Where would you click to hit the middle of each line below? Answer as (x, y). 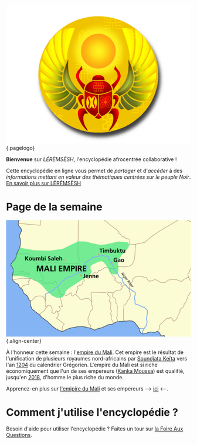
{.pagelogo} (21, 148)
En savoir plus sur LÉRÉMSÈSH (43, 183)
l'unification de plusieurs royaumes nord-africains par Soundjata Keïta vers (97, 358)
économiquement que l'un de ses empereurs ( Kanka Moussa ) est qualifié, (95, 371)
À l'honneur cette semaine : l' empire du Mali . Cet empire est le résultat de (95, 352)
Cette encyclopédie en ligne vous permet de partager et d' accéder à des (94, 171)
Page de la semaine (54, 207)
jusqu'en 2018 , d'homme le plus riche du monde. (65, 377)
